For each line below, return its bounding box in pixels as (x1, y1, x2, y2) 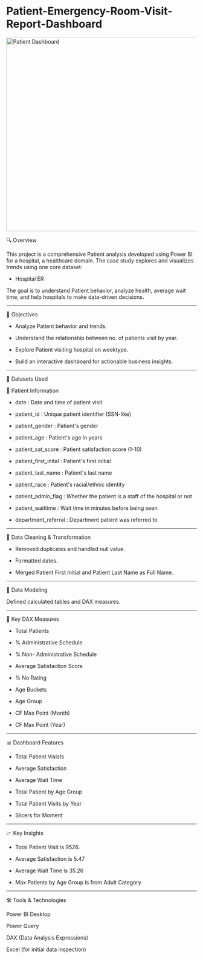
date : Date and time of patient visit (14, 398, 103, 406)
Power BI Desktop (6, 911, 51, 918)
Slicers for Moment (14, 811, 63, 819)
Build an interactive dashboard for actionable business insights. (14, 358, 173, 365)
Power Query (6, 922, 39, 929)
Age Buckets (14, 686, 47, 693)
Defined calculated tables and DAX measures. (6, 598, 121, 605)
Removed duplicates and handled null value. (14, 545, 126, 552)
